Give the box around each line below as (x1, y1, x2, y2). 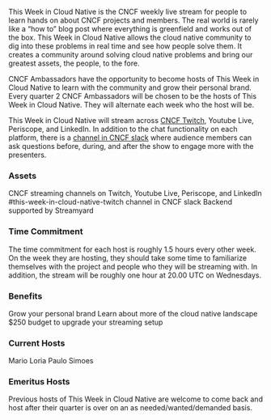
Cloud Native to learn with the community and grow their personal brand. (8, 83, 252, 92)
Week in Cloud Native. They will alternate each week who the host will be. (8, 100, 255, 109)
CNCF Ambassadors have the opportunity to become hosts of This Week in (8, 74, 260, 83)
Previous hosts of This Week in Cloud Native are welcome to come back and (8, 394, 263, 404)
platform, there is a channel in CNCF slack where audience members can (8, 133, 252, 142)
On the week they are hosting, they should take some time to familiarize (8, 252, 248, 262)
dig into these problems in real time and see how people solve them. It (8, 41, 243, 51)
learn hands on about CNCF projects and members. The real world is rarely (8, 15, 259, 25)
